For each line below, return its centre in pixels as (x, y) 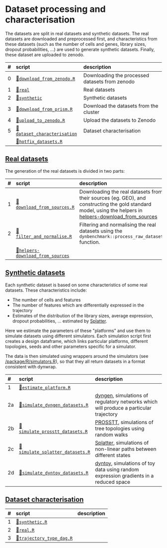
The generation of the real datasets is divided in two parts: (65, 171)
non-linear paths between (126, 449)
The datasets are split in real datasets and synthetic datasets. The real (77, 33)
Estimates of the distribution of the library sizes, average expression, (83, 316)
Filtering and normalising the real (118, 224)
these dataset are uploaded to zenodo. (45, 55)
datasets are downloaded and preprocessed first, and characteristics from (81, 39)
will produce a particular (123, 408)
